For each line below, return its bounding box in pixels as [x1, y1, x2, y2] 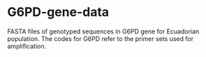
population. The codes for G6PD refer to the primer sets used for [7, 34, 194, 42]
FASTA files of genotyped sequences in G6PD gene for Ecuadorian [7, 27, 200, 35]
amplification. [7, 42, 47, 50]
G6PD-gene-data [7, 4, 110, 20]
